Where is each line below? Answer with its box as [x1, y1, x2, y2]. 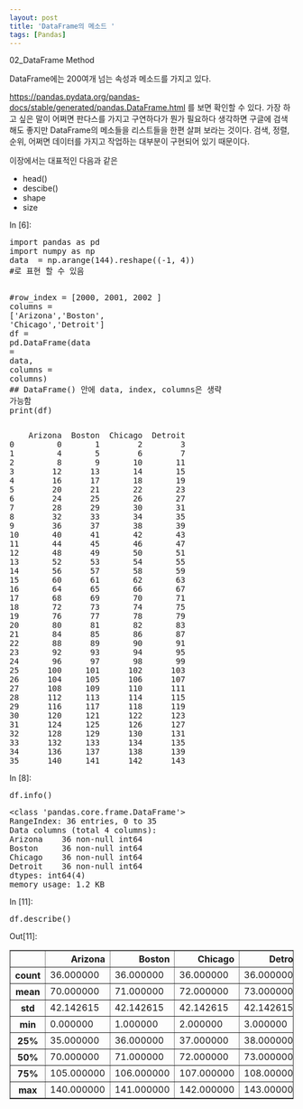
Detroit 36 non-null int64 [9, 861, 143, 872]
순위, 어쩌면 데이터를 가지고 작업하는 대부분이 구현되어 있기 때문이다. [9, 136, 250, 147]
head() [22, 174, 48, 184]
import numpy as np [9, 246, 96, 257]
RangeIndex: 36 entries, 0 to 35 [9, 816, 158, 827]
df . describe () [9, 914, 72, 925]
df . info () [9, 790, 52, 801]
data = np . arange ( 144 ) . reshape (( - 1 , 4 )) [9, 255, 196, 266]
